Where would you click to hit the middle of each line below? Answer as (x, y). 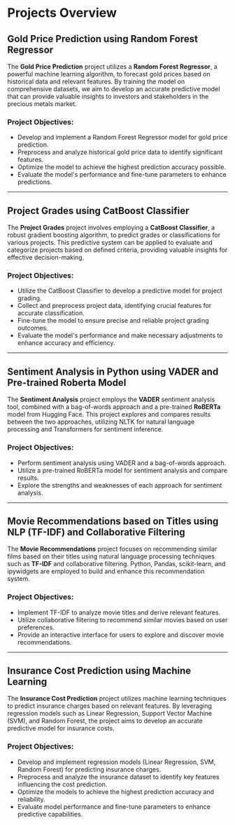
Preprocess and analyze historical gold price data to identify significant (120, 152)
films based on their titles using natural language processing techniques (111, 556)
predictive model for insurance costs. (61, 728)
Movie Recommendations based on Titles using (113, 521)
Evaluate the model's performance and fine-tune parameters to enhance (122, 175)
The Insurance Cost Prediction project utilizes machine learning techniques (117, 699)
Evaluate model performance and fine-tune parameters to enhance (114, 806)
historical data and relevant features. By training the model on (96, 81)
